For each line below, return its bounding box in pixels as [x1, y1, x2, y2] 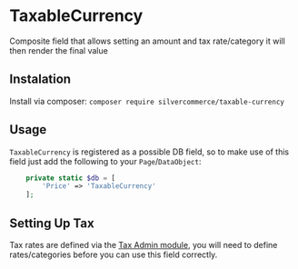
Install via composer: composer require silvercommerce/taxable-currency [9, 95, 284, 106]
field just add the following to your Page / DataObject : [9, 155, 202, 166]
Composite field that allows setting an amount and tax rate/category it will [9, 35, 286, 46]
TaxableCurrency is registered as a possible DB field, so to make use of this [9, 146, 289, 157]
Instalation [9, 72, 71, 87]
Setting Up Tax [9, 215, 94, 231]
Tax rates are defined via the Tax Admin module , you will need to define [9, 240, 278, 250]
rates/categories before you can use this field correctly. [9, 249, 218, 260]
